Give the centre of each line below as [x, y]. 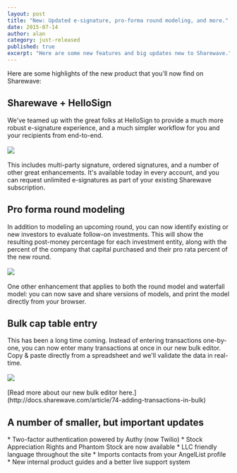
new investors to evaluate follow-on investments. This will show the [105, 234]
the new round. [29, 257]
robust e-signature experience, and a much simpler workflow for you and [114, 127]
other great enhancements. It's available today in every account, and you [114, 172]
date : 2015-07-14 [33, 27]
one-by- [215, 341]
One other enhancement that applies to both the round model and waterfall [116, 286]
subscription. [26, 187]
